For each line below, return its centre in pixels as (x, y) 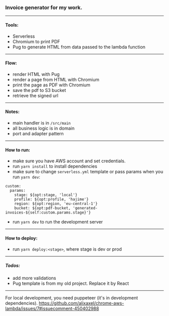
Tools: (12, 25)
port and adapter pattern (38, 133)
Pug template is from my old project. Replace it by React (71, 283)
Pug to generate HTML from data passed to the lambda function (79, 47)
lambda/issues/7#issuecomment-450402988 (52, 308)
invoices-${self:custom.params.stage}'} (48, 213)
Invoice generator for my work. (44, 8)
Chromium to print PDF (36, 41)
